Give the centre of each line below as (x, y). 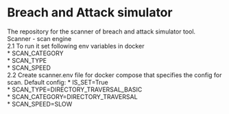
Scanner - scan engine (39, 38)
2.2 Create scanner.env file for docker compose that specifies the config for (114, 75)
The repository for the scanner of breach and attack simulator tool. (101, 31)
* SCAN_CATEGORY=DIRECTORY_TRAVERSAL (73, 96)
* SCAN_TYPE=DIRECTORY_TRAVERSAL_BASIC (75, 89)
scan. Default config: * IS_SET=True (58, 82)
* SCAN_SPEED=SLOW (40, 104)
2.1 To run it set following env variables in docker (76, 46)
